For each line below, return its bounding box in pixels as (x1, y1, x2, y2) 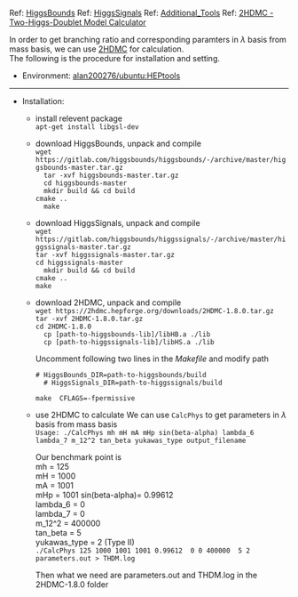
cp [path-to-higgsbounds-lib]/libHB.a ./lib (43, 330, 211, 339)
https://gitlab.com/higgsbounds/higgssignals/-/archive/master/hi (35, 235, 286, 244)
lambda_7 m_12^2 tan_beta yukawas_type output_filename (35, 436, 247, 445)
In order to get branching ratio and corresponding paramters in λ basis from (9, 35, 286, 44)
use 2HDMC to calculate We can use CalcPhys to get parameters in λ (35, 409, 286, 420)
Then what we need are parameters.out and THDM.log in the (35, 569, 258, 580)
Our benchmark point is (35, 452, 122, 462)
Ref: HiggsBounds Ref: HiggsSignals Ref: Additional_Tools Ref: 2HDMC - (9, 8, 274, 18)
